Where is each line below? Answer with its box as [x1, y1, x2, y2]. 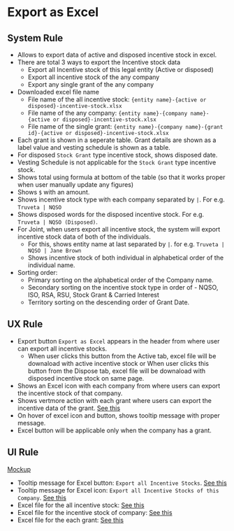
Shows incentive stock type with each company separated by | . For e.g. [17, 195, 225, 204]
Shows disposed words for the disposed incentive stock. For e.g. [17, 211, 205, 218]
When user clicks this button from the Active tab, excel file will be [27, 351, 217, 360]
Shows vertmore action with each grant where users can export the [17, 396, 212, 404]
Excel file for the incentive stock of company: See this [17, 508, 173, 516]
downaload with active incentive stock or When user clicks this [27, 359, 210, 367]
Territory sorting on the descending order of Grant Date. [27, 298, 190, 306]
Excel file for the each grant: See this [17, 516, 124, 524]
